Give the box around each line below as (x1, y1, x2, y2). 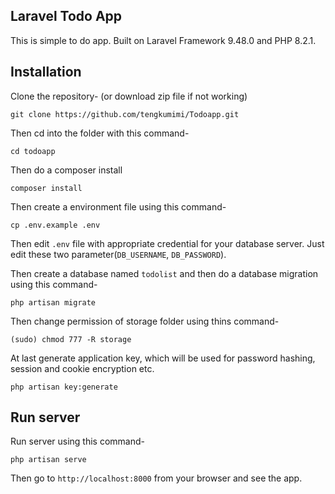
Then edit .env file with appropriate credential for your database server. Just (10, 237, 325, 249)
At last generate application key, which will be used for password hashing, (10, 352, 316, 364)
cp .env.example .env (10, 220, 101, 230)
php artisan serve (10, 455, 87, 465)
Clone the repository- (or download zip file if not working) (10, 90, 248, 102)
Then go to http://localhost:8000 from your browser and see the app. (10, 472, 303, 484)
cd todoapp (10, 146, 56, 156)
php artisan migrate (10, 297, 97, 308)
